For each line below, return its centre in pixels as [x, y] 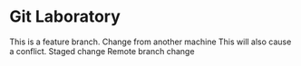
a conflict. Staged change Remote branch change [102, 51]
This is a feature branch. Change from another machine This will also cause [150, 42]
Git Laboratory [65, 17]
